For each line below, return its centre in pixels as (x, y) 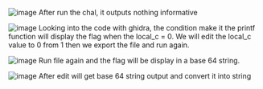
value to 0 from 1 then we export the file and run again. (99, 45)
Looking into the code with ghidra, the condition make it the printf (147, 28)
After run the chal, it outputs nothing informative (119, 12)
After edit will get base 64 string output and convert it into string (145, 76)
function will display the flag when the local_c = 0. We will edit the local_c (130, 36)
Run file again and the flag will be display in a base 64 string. (140, 61)
